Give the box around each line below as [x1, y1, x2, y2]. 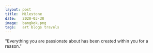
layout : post [5, 7, 31, 12]
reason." [5, 43, 22, 49]
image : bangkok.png [5, 20, 47, 26]
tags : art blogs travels [5, 25, 60, 30]
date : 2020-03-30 [5, 16, 45, 21]
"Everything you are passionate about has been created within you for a [5, 38, 149, 44]
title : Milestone [5, 12, 42, 16]
